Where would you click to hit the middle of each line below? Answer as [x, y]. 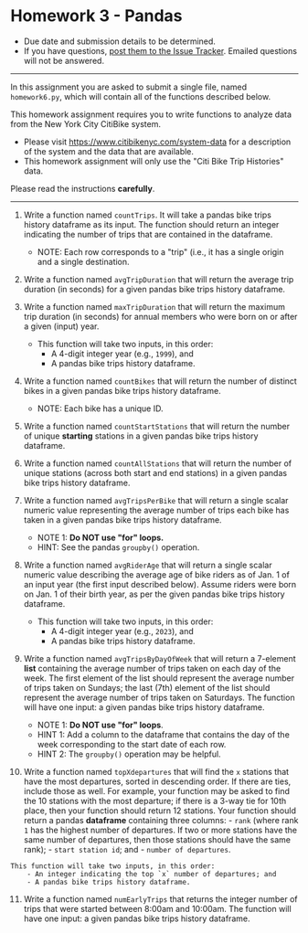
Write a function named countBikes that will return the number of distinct [160, 381]
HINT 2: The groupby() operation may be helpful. [129, 754]
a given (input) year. [61, 326]
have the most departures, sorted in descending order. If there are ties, [157, 781]
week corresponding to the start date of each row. [132, 744]
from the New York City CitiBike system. [85, 123]
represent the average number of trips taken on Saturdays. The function [159, 697]
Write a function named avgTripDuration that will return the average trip [159, 279]
